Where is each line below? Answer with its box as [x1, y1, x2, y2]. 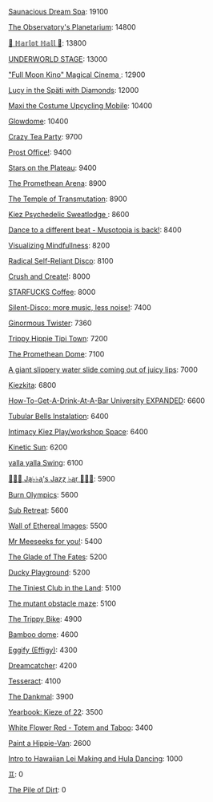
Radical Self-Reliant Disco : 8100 [8, 256, 114, 265]
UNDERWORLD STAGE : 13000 [8, 54, 108, 63]
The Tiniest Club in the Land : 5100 [8, 583, 122, 592]
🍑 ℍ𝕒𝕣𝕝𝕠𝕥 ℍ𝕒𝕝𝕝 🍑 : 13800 [8, 38, 86, 47]
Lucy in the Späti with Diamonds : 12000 [8, 86, 139, 95]
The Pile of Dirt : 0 [8, 785, 66, 794]
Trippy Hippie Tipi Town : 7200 [8, 334, 108, 343]
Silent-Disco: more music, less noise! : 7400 [8, 303, 151, 312]
